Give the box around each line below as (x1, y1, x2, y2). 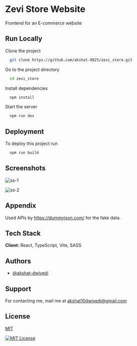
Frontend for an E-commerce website (5, 20, 82, 26)
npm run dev (9, 113, 35, 118)
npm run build (9, 150, 39, 155)
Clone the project (5, 47, 41, 53)
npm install (9, 95, 35, 100)
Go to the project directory (5, 66, 60, 72)
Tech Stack (5, 229, 41, 238)
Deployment (5, 127, 44, 136)
